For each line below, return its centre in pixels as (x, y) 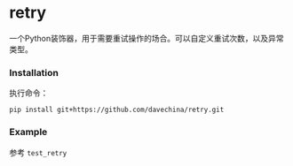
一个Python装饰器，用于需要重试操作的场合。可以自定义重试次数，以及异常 (146, 38)
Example (28, 132)
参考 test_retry (38, 152)
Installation (34, 72)
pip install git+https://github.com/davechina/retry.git (117, 110)
